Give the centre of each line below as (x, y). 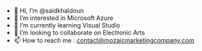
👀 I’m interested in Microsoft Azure (63, 18)
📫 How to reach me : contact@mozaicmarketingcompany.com (104, 40)
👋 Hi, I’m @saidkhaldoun (49, 11)
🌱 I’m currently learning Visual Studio (67, 25)
